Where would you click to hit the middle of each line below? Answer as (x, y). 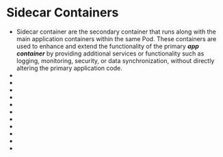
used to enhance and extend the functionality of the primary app (108, 46)
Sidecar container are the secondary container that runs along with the (116, 32)
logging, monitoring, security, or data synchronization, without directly (115, 60)
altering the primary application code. (69, 68)
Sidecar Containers (63, 13)
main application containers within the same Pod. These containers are (116, 38)
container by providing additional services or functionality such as (110, 53)
